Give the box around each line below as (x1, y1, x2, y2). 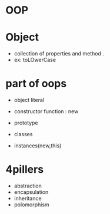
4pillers (5, 163, 44, 176)
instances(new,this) (14, 142, 62, 149)
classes (14, 131, 33, 138)
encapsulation (14, 189, 49, 195)
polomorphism (14, 201, 49, 208)
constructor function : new (14, 108, 79, 115)
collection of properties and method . (14, 50, 104, 57)
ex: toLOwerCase (14, 57, 56, 64)
